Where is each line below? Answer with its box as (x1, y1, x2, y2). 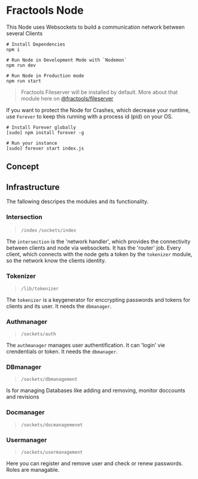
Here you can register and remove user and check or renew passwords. (6, 459, 184, 467)
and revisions (6, 393, 39, 401)
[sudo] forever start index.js (6, 145, 84, 151)
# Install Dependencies (6, 41, 66, 47)
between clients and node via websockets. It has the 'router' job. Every (6, 244, 181, 251)
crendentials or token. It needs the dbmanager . (6, 348, 118, 355)
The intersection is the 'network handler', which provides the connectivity (6, 238, 191, 245)
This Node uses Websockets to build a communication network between (6, 23, 185, 31)
